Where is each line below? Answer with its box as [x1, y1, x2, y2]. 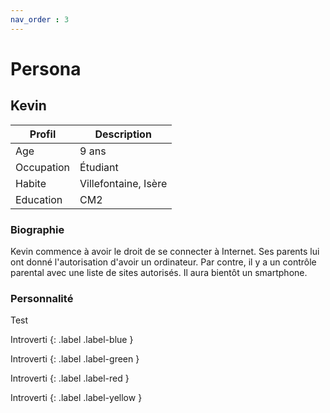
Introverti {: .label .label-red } [10, 372, 130, 385]
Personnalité [10, 291, 74, 305]
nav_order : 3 [10, 14, 70, 25]
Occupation [15, 160, 71, 174]
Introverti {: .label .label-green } [10, 353, 140, 365]
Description [94, 127, 152, 141]
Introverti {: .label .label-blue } [10, 334, 134, 346]
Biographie [10, 222, 65, 236]
